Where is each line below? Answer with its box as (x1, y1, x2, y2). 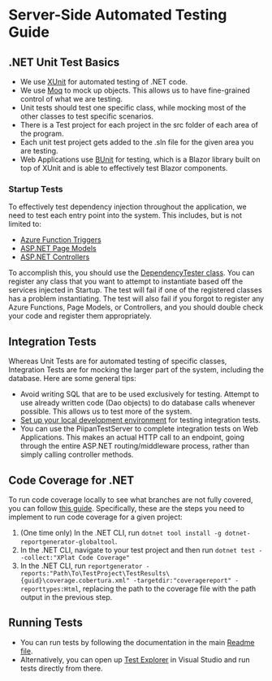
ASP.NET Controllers (19, 252, 90, 262)
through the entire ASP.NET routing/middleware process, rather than (19, 441, 250, 451)
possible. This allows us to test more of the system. (19, 406, 192, 416)
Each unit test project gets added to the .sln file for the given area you (19, 137, 254, 147)
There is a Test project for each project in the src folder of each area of (19, 120, 258, 129)
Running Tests (8, 616, 83, 630)
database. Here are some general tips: (8, 374, 136, 384)
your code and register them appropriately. (8, 311, 152, 321)
